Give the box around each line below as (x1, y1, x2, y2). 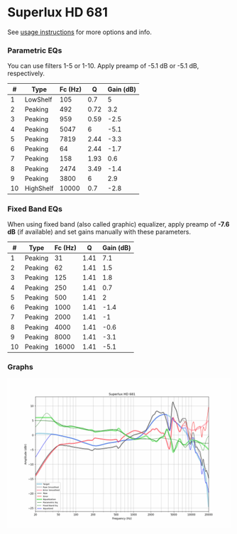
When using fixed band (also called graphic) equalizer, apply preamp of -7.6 (7, 220, 230, 229)
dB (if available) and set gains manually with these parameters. (7, 228, 192, 236)
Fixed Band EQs (7, 204, 62, 214)
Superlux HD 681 (7, 4, 109, 21)
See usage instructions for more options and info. (7, 28, 153, 36)
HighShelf (24, 184, 54, 192)
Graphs (7, 362, 33, 372)
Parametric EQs (7, 45, 62, 55)
